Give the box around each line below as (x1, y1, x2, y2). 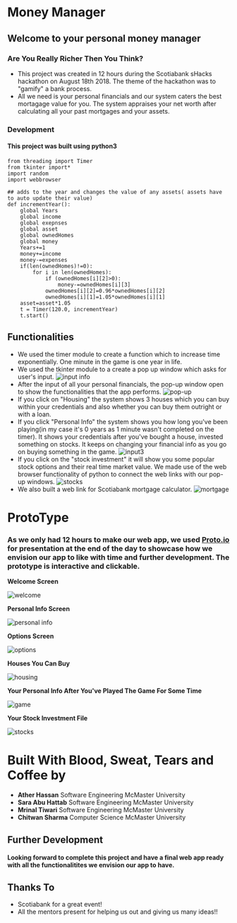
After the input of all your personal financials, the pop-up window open (17, 380, 224, 388)
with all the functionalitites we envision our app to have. (7, 861, 175, 869)
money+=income (20, 251, 61, 258)
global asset (20, 226, 59, 233)
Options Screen (7, 632, 54, 641)
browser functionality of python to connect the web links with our (17, 470, 208, 478)
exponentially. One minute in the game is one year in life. (17, 357, 182, 366)
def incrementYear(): (7, 201, 71, 208)
